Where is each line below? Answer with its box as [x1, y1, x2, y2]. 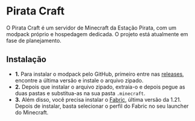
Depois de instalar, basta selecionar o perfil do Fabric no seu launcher [14, 102, 189, 110]
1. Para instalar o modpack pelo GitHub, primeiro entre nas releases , [14, 70, 185, 78]
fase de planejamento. [6, 37, 62, 44]
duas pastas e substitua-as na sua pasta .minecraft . [14, 89, 146, 97]
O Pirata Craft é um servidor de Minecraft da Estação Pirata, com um [6, 24, 176, 31]
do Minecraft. [14, 108, 49, 116]
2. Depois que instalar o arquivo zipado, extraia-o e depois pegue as [14, 83, 185, 90]
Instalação [6, 54, 47, 64]
